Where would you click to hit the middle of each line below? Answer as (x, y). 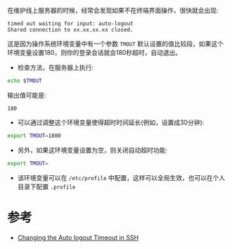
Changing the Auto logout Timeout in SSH (78, 237)
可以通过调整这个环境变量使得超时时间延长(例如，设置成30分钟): (111, 122)
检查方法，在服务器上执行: (55, 68)
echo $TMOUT (25, 81)
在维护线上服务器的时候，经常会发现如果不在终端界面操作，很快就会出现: (113, 10)
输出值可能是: (27, 95)
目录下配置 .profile (46, 186)
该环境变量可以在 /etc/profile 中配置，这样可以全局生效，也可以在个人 (121, 177)
